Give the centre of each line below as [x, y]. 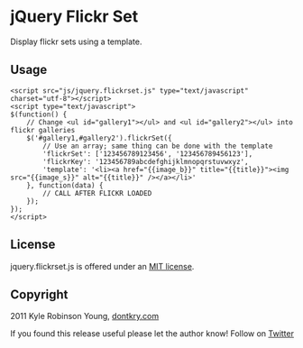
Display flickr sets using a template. [76, 41]
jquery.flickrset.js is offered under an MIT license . [102, 266]
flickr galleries [43, 130]
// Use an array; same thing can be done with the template [158, 146]
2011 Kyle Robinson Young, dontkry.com [85, 316]
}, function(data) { [65, 185]
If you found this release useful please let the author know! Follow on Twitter [152, 334]
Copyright [39, 294]
